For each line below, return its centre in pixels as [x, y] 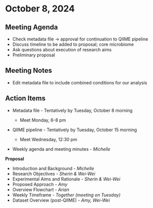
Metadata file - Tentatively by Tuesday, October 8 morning [73, 110]
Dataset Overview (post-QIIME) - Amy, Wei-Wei [61, 200]
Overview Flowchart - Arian [41, 190]
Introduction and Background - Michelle [53, 168]
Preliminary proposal [34, 55]
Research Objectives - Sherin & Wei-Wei [54, 174]
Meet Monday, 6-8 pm [43, 120]
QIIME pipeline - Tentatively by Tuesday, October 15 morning [75, 130]
